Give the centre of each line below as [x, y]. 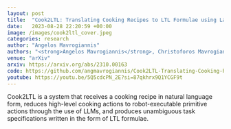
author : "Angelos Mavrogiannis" [53, 45]
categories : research [38, 39]
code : [15, 71]
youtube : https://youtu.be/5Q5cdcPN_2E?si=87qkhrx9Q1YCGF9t [95, 77]
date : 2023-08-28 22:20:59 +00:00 [59, 26]
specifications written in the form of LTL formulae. [78, 119]
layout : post [26, 13]
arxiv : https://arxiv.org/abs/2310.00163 [67, 64]
